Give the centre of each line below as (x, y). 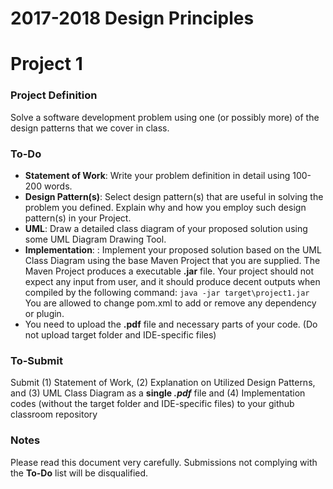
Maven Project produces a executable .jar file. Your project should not (169, 271)
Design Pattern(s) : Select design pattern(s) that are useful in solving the (174, 196)
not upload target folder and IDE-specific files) (120, 334)
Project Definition (54, 95)
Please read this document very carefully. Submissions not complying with (164, 462)
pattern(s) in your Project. (78, 218)
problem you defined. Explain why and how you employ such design (165, 207)
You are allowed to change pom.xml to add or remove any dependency (170, 303)
